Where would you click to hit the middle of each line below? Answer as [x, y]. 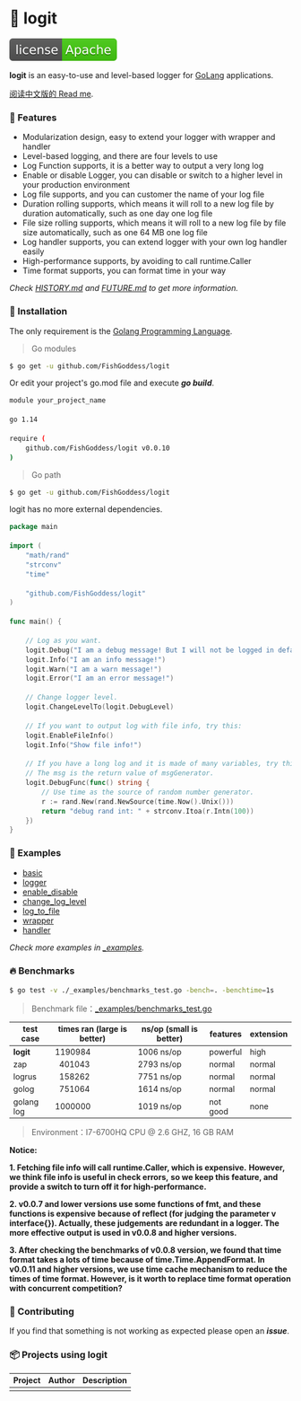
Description [104, 1380]
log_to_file [41, 911]
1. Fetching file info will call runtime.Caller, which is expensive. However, [147, 1167]
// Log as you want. [64, 640]
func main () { [36, 622]
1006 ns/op [159, 1052]
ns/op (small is [170, 1029]
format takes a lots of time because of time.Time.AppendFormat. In [138, 1260]
